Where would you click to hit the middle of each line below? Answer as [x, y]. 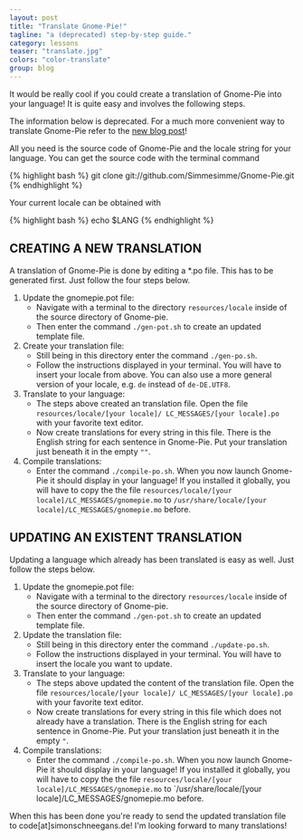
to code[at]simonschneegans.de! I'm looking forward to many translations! [148, 826]
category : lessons [44, 43]
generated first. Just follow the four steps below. [100, 280]
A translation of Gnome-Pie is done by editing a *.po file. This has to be [142, 270]
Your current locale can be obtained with [85, 202]
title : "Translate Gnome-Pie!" [68, 26]
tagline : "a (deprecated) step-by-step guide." [101, 34]
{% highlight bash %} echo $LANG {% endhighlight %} [112, 220]
